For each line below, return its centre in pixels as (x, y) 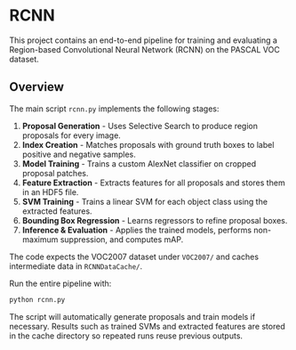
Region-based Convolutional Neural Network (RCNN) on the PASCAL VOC (144, 49)
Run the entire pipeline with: (60, 283)
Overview (37, 87)
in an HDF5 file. (50, 191)
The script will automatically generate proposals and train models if (132, 316)
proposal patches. (55, 173)
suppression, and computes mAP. (122, 239)
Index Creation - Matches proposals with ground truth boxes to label (148, 144)
